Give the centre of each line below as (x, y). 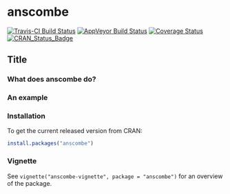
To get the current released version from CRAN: (75, 131)
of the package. (30, 183)
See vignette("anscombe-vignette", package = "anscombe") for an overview (115, 176)
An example (28, 98)
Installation (27, 116)
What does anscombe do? (52, 80)
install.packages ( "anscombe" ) (51, 144)
